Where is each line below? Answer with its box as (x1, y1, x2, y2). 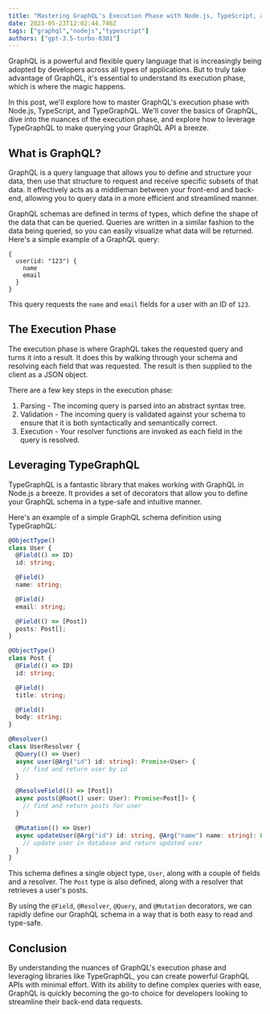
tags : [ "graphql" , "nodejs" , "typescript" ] (8, 27, 149, 35)
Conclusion (8, 942, 67, 955)
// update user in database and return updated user (22, 839, 203, 847)
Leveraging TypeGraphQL (8, 458, 141, 472)
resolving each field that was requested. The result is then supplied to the (8, 361, 252, 371)
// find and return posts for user (22, 802, 142, 811)
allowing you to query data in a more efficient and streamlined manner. (24, 194, 259, 203)
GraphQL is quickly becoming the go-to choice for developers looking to (8, 988, 248, 998)
